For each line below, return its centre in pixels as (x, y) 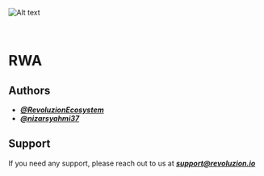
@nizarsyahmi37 (50, 118)
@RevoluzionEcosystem (62, 110)
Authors (29, 90)
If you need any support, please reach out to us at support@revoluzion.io (132, 163)
